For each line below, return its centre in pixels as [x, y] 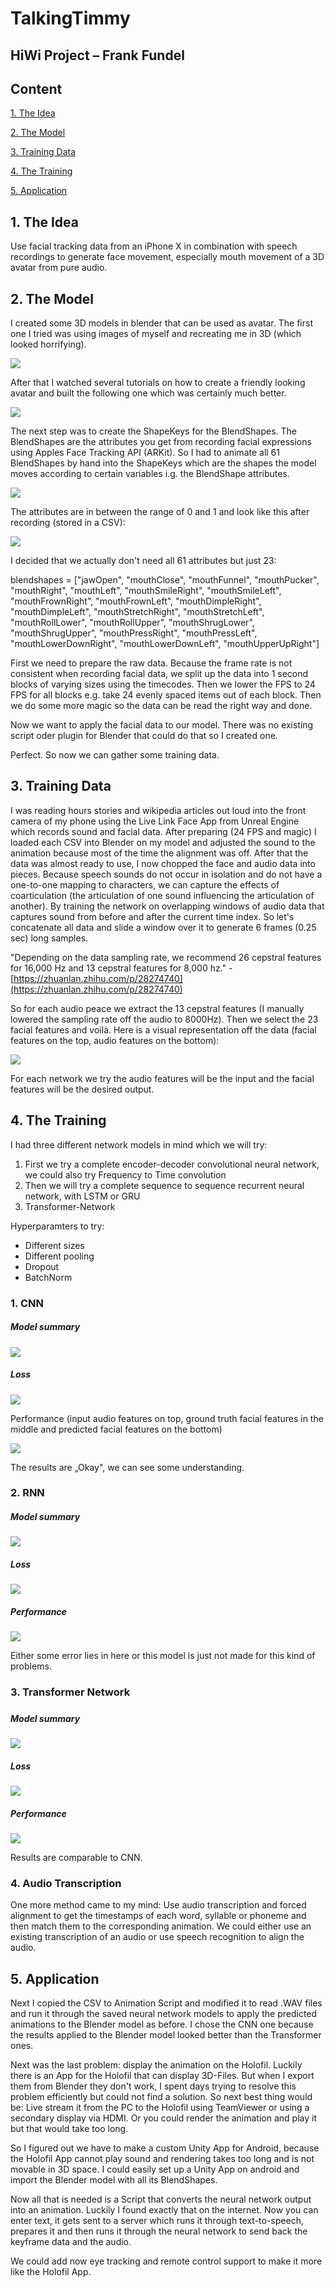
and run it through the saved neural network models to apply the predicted [164, 2014]
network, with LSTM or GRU [82, 1196]
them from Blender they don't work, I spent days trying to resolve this [153, 2086]
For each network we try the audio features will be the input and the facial [162, 1078]
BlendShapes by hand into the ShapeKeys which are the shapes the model [163, 463]
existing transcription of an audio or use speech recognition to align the [157, 1937]
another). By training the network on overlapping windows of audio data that [167, 906]
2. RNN [27, 1493]
